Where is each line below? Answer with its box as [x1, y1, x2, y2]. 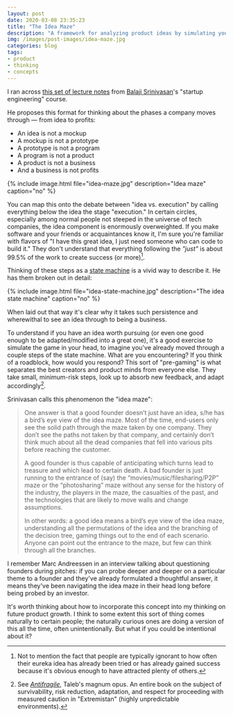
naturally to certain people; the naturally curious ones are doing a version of [7, 617, 224, 625]
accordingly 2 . [7, 380, 46, 389]
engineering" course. [7, 94, 68, 103]
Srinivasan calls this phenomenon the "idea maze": [7, 395, 153, 403]
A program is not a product [17, 151, 95, 160]
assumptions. [24, 503, 63, 511]
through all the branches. [24, 546, 96, 554]
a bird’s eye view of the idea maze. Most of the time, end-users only [24, 416, 219, 424]
